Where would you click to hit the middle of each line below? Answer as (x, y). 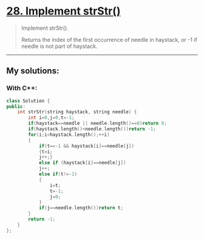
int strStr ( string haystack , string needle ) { (77, 112)
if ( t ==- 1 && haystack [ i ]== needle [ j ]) (87, 146)
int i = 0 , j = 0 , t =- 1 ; (51, 118)
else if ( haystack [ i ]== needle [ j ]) (82, 163)
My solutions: (33, 71)
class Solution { (28, 101)
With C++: (22, 88)
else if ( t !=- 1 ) (58, 174)
